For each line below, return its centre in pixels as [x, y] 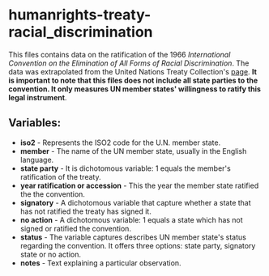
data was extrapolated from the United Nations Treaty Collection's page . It [133, 71]
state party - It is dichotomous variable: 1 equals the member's [125, 168]
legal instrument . [38, 97]
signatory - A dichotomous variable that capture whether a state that [135, 202]
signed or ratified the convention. [76, 228]
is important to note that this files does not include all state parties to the [133, 80]
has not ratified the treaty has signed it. [85, 211]
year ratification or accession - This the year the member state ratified [139, 185]
